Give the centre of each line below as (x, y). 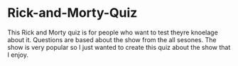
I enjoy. (18, 55)
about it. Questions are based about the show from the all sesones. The (112, 39)
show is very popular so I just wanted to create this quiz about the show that (119, 47)
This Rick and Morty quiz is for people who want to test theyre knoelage (113, 32)
